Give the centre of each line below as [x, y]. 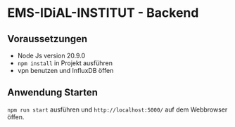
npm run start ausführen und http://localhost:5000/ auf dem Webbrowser [118, 109]
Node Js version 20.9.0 [51, 55]
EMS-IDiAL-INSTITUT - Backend [103, 13]
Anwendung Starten [53, 93]
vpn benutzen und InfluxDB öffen [65, 71]
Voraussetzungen [47, 39]
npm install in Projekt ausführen [65, 63]
